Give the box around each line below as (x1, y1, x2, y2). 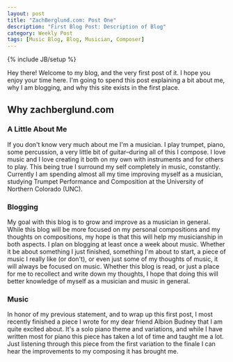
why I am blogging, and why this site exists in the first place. (7, 84, 180, 92)
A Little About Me (7, 125, 67, 134)
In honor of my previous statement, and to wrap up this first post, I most (7, 310, 214, 319)
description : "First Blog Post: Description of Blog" (7, 23, 167, 30)
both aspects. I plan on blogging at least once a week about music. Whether (7, 240, 225, 249)
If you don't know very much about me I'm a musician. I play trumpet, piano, (7, 140, 225, 148)
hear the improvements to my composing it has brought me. (7, 347, 179, 356)
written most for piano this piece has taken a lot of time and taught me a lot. (7, 332, 224, 341)
